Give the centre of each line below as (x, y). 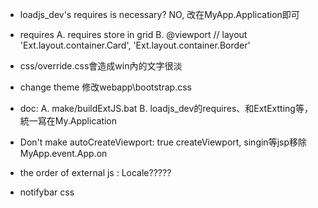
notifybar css (47, 192)
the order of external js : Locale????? (95, 172)
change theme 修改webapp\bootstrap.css (105, 87)
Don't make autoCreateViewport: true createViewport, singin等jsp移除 (163, 142)
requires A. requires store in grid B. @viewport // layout (133, 34)
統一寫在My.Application (68, 121)
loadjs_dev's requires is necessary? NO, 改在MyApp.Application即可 (159, 14)
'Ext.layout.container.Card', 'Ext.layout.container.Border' (135, 45)
